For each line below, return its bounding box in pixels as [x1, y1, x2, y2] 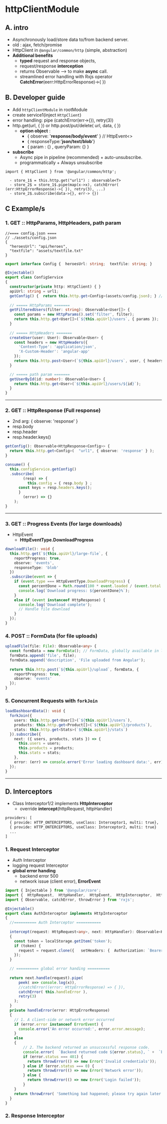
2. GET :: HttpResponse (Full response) [5, 407, 101, 414]
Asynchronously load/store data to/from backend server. [12, 36, 129, 42]
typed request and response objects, [19, 58, 96, 63]
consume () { [5, 462, 30, 467]
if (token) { [14, 943, 41, 948]
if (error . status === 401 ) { [23, 1054, 83, 1059]
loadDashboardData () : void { [5, 709, 66, 714]
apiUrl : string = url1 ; [9, 289, 59, 294]
